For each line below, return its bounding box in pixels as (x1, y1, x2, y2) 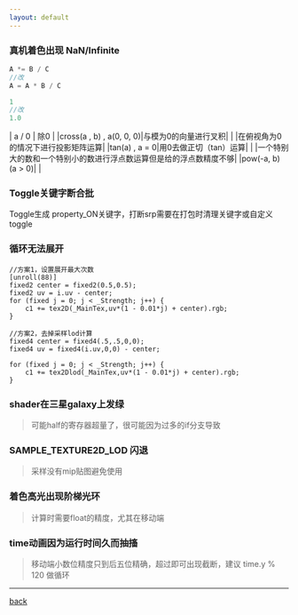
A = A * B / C (9, 81, 62, 90)
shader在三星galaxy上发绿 (9, 397, 124, 410)
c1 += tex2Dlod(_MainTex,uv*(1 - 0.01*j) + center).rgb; (25, 368, 240, 377)
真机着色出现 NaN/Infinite (9, 44, 120, 56)
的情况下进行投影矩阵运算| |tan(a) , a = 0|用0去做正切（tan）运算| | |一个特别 (9, 142, 289, 153)
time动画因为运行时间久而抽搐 (9, 537, 138, 549)
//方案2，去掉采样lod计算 (9, 329, 93, 338)
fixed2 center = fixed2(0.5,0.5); (9, 281, 137, 290)
